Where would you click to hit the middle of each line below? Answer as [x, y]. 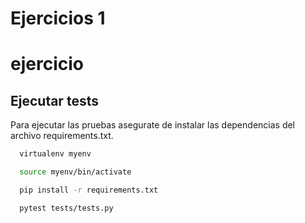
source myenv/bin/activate [75, 172]
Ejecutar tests [54, 100]
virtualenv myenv [55, 154]
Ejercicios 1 [58, 18]
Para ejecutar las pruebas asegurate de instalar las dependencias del [153, 125]
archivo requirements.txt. [62, 136]
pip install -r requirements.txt [89, 190]
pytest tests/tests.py [66, 208]
